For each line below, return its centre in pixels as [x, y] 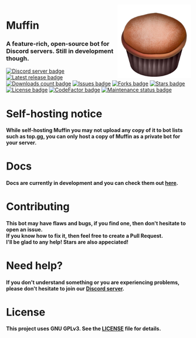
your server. [21, 143]
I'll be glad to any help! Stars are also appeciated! [67, 242]
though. [18, 59]
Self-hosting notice [54, 114]
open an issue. [24, 229]
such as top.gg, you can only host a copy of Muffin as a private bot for [93, 137]
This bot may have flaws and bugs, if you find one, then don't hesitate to [96, 223]
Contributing [38, 207]
